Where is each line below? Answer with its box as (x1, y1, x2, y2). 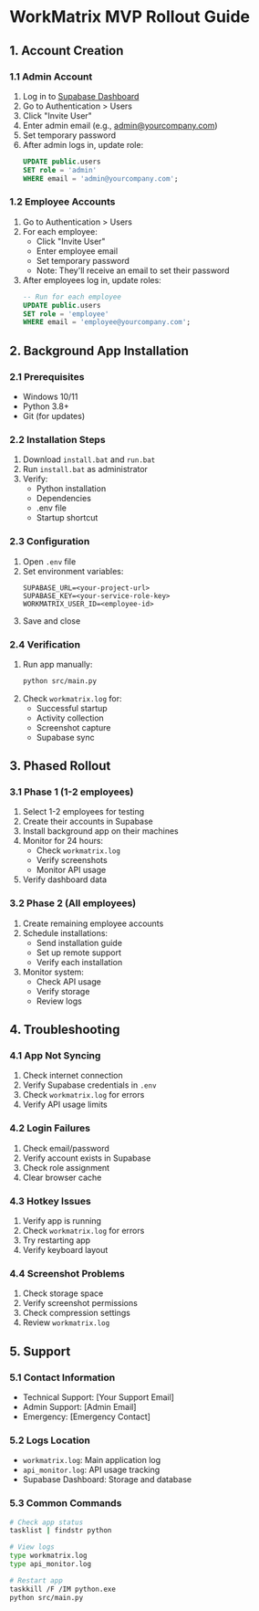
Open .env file (22, 555, 77, 567)
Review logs (36, 995, 82, 1006)
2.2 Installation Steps (9, 433, 107, 446)
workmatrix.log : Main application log (22, 1455, 161, 1466)
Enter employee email (36, 245, 119, 257)
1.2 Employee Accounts (9, 195, 116, 208)
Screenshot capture (36, 721, 111, 732)
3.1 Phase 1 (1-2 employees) (9, 785, 134, 798)
